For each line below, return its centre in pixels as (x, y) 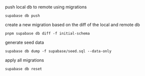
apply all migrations (25, 60)
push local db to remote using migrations (46, 7)
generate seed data (25, 42)
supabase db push (23, 16)
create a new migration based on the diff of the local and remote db (72, 25)
